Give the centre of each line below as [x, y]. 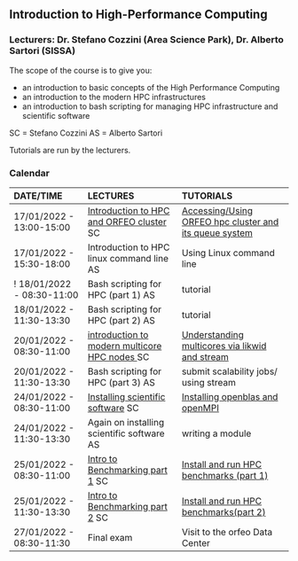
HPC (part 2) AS [121, 320]
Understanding [212, 334]
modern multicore [125, 346]
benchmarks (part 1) [225, 475]
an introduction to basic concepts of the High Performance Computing [151, 87]
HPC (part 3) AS [121, 382]
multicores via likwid [224, 346]
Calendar [30, 173]
